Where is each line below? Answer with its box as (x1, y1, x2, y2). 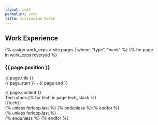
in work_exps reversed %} (5, 52, 57, 58)
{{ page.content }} (5, 90, 42, 95)
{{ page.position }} (5, 64, 50, 71)
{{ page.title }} (5, 75, 34, 81)
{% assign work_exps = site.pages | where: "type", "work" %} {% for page (5, 47, 153, 53)
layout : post (5, 7, 31, 12)
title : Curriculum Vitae (5, 16, 55, 21)
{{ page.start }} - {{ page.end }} (5, 80, 68, 86)
